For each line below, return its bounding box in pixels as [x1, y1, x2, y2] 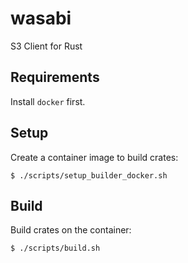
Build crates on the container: [10, 224, 132, 236]
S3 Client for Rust [10, 40, 83, 52]
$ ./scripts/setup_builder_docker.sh [10, 170, 168, 181]
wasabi [10, 7, 72, 30]
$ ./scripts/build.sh [10, 243, 101, 254]
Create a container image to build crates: [10, 151, 179, 163]
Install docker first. [10, 95, 86, 107]
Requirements [10, 69, 100, 86]
